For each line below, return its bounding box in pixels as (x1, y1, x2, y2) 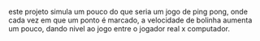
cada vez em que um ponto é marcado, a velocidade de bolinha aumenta (8, 15, 253, 25)
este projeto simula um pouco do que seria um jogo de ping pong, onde (8, 7, 248, 16)
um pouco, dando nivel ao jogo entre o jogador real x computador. (8, 24, 230, 33)
